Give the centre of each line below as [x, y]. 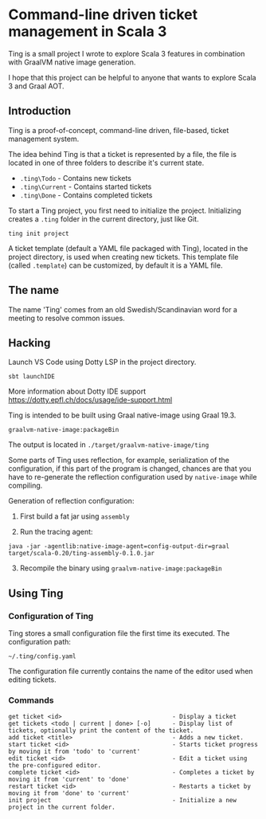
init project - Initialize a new [123, 801]
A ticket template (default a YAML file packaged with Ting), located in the [128, 248]
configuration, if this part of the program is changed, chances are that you [130, 468]
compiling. [25, 486]
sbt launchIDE [32, 377]
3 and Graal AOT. [37, 86]
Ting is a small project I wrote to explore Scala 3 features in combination [127, 53]
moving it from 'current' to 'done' [69, 780]
